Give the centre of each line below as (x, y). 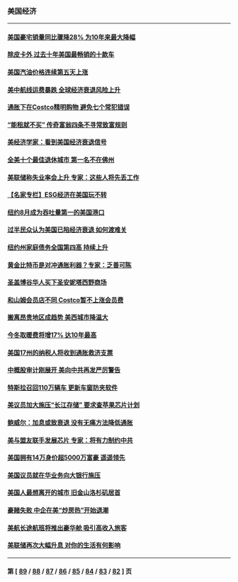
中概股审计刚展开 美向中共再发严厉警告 (64, 370)
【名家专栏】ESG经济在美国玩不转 (57, 195)
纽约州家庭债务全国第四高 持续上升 (58, 247)
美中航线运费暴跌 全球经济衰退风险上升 (64, 89)
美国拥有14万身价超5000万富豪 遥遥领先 (66, 457)
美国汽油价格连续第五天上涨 (48, 72)
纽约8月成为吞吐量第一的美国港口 (56, 212)
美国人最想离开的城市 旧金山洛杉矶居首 (64, 493)
